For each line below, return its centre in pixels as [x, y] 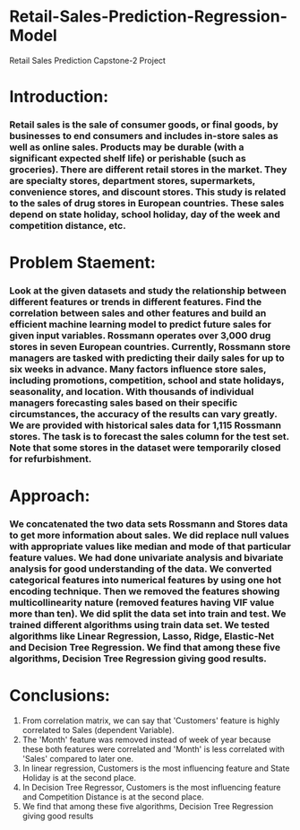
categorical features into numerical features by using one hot [146, 581]
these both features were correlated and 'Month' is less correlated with [153, 749]
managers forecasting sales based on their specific [124, 403]
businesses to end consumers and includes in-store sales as [144, 136]
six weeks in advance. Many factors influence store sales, [138, 370]
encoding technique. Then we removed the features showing [145, 591]
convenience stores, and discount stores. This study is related [148, 192]
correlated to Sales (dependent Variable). [98, 730]
